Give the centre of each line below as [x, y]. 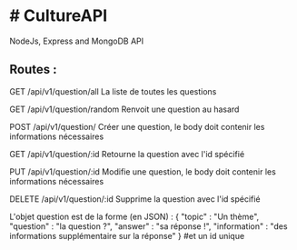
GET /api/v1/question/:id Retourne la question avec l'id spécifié [127, 154]
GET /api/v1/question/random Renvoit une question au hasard [124, 109]
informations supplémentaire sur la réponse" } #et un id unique [127, 235]
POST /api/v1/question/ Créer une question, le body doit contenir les [137, 126]
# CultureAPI [58, 16]
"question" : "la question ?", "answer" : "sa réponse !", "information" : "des [148, 226]
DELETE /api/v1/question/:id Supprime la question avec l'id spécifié [135, 199]
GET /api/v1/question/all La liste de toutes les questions [113, 91]
